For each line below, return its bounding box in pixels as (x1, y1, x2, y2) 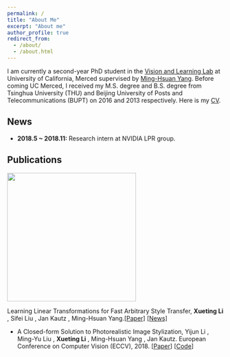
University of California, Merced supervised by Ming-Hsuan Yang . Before (7, 74, 214, 82)
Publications (7, 154, 62, 166)
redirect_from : (7, 36, 51, 42)
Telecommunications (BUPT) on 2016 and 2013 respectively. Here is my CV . (7, 96, 221, 104)
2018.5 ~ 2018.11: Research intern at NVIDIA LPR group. (16, 134, 176, 143)
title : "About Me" (7, 16, 60, 23)
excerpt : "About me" (7, 23, 67, 29)
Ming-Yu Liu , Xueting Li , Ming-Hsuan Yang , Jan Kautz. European (16, 334, 207, 343)
